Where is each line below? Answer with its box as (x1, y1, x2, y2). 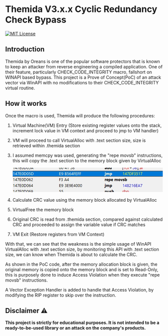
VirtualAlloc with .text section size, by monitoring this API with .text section (5, 246, 159, 252)
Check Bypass (5, 14, 66, 25)
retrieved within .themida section (12, 142, 80, 148)
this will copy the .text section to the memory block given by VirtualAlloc (12, 157, 161, 163)
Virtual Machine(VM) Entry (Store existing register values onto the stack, (12, 122, 162, 128)
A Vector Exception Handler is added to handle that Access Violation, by (5, 287, 154, 293)
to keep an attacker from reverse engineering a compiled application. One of (5, 63, 163, 69)
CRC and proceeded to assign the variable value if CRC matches (12, 221, 146, 228)
